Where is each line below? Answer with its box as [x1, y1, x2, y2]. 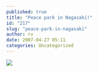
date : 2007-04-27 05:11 [6, 37, 66, 43]
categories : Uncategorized [6, 43, 74, 49]
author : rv [6, 31, 34, 38]
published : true [6, 8, 47, 15]
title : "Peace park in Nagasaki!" [6, 15, 93, 21]
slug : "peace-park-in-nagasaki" [6, 25, 87, 32]
